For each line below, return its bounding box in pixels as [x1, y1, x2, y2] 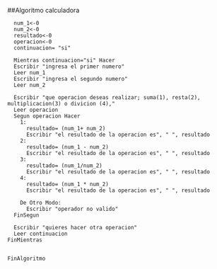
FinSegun [13, 212, 40, 219]
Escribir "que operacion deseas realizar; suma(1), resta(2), [13, 94, 201, 101]
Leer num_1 [13, 69, 46, 76]
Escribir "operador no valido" [25, 205, 119, 212]
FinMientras [7, 236, 42, 244]
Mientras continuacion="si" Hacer [13, 57, 115, 64]
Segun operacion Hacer [13, 113, 81, 120]
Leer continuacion [13, 230, 69, 237]
